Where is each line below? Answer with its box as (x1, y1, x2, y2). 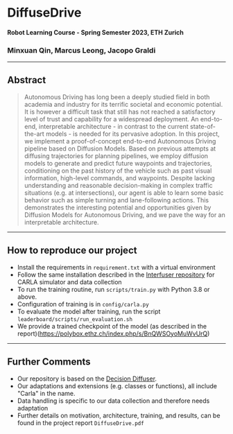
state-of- (189, 122, 216, 130)
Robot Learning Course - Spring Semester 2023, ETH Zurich (7, 28, 184, 36)
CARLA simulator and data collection (17, 277, 123, 286)
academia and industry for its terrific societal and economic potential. (24, 100, 223, 108)
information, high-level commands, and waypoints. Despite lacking (24, 173, 215, 182)
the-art (24, 130, 45, 138)
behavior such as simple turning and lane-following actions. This (24, 196, 209, 204)
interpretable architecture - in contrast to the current (38, 122, 189, 130)
